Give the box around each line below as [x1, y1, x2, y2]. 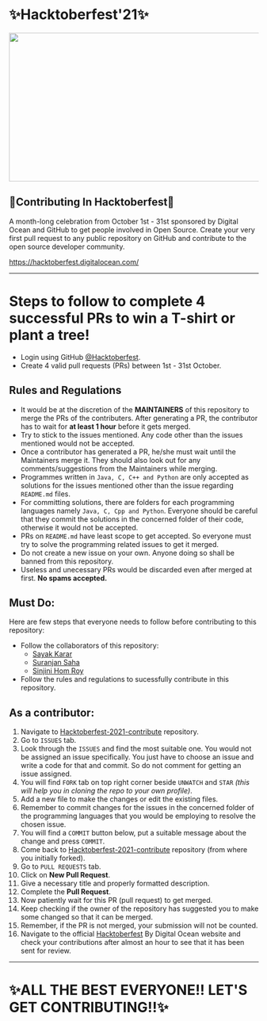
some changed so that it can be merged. [20, 912, 154, 922]
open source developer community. [9, 242, 125, 251]
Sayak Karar [32, 649, 73, 659]
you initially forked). [20, 854, 86, 863]
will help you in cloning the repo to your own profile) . [20, 786, 193, 796]
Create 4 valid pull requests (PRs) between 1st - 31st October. [20, 361, 222, 370]
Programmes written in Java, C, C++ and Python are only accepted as [20, 472, 249, 481]
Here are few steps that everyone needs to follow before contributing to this [9, 617, 257, 627]
